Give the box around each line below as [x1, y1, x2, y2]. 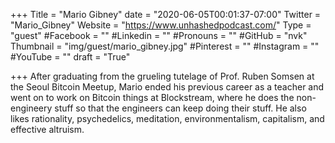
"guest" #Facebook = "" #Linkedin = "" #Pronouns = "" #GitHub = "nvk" [10, 30, 308, 41]
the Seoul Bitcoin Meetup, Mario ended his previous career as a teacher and [10, 81, 325, 93]
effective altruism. [10, 124, 85, 135]
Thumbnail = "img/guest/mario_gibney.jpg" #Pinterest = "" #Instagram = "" [10, 40, 320, 52]
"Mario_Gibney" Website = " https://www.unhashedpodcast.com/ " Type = [10, 19, 312, 31]
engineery [10, 102, 53, 114]
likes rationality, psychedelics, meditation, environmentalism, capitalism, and [10, 113, 325, 124]
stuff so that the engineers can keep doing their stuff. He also [54, 102, 307, 114]
